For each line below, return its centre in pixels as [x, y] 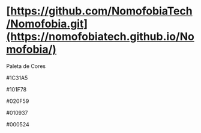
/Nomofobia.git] [47, 24]
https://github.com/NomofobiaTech [102, 11]
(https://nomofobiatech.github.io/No [100, 37]
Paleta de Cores [26, 66]
